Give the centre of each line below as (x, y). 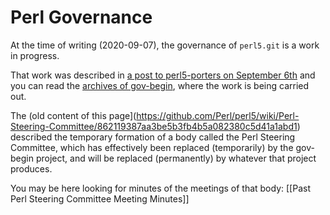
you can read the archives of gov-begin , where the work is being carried (160, 85)
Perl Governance (81, 17)
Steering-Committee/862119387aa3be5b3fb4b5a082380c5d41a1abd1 (154, 126)
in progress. (35, 55)
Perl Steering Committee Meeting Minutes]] (100, 198)
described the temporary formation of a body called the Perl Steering (153, 137)
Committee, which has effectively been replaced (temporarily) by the (152, 147)
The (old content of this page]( (73, 115)
